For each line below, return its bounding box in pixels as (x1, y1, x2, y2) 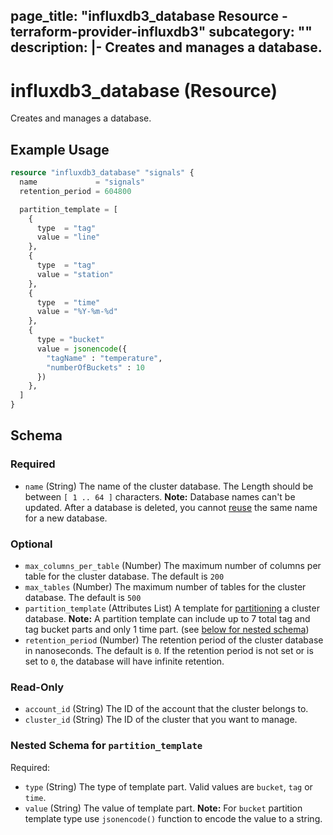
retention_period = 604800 (19, 186, 132, 196)
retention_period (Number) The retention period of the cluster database (24, 634, 324, 646)
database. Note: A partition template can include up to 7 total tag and (24, 613, 311, 624)
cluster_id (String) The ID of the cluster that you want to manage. (24, 714, 298, 726)
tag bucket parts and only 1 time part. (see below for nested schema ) (24, 624, 310, 635)
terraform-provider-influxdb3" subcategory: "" (10, 24, 313, 41)
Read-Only (10, 680, 65, 694)
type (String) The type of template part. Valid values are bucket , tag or (24, 780, 313, 793)
